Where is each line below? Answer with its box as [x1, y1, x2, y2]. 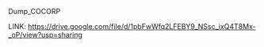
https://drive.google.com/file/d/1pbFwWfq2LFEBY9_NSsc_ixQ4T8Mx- [27, 22, 256, 31]
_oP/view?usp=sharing [8, 31, 83, 39]
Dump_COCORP [8, 7, 61, 16]
